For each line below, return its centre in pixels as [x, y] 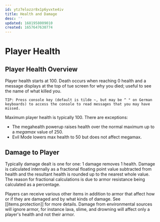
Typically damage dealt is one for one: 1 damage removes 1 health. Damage [80, 164]
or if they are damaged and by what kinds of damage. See [63, 199]
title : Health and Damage [31, 14]
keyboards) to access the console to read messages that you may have [78, 104]
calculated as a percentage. [33, 184]
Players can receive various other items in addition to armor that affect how [80, 193]
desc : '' [14, 18]
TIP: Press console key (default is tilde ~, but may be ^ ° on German [79, 100]
